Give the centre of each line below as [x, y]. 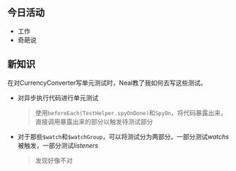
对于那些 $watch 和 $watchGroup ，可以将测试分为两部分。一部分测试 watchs [123, 136]
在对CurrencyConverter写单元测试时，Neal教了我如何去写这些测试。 [107, 83]
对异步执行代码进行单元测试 [58, 98]
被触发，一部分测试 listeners [58, 145]
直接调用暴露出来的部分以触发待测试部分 [94, 122]
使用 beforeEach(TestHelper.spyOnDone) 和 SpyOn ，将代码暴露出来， [131, 112]
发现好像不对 [54, 160]
